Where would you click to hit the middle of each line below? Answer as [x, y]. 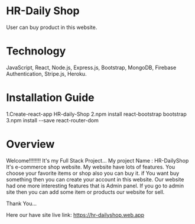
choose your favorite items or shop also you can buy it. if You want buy [93, 173]
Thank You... [22, 203]
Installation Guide [50, 98]
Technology [36, 51]
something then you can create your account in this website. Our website [95, 179]
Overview [30, 144]
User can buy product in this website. [52, 27]
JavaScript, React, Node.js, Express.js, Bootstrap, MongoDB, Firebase [91, 67]
